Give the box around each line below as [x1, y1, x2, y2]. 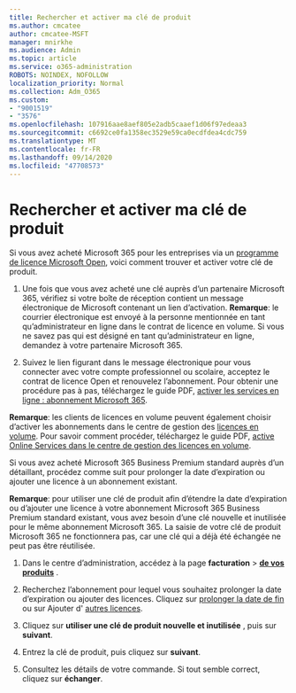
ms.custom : [9, 95, 49, 105]
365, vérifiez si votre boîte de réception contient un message [21, 293, 245, 304]
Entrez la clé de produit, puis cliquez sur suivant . [21, 647, 201, 658]
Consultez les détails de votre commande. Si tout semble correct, [21, 664, 261, 674]
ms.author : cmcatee [9, 21, 81, 30]
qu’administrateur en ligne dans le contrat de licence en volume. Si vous [21, 321, 285, 332]
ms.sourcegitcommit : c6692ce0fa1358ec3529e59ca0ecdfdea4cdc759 [9, 128, 247, 137]
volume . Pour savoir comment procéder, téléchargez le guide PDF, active [9, 431, 275, 441]
